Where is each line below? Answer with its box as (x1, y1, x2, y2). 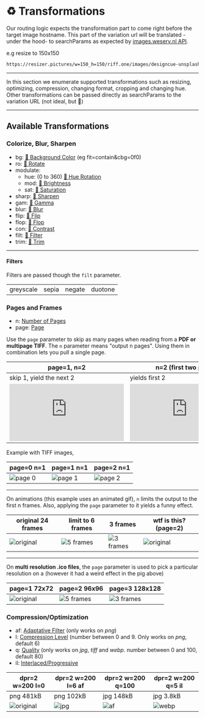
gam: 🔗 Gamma (15, 199, 54, 206)
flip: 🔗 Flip (15, 212, 41, 219)
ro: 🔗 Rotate (15, 160, 45, 167)
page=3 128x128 (109, 585, 162, 593)
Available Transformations (6, 121, 109, 132)
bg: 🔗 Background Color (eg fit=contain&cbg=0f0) (15, 153, 142, 160)
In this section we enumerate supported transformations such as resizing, (6, 78, 192, 85)
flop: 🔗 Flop (15, 219, 45, 226)
